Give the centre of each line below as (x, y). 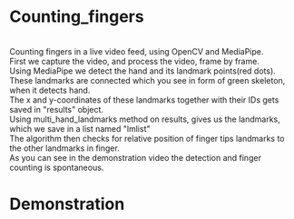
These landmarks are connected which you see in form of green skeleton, (147, 80)
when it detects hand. (50, 90)
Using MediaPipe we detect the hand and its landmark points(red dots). (143, 71)
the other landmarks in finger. (64, 148)
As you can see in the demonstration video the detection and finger (135, 157)
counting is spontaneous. (57, 167)
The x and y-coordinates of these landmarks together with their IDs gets (144, 100)
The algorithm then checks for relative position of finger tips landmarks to (147, 138)
